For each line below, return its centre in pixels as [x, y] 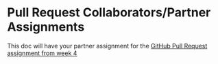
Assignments [46, 27]
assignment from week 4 [42, 53]
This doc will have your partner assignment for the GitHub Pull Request [107, 46]
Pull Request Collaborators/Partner [109, 13]
